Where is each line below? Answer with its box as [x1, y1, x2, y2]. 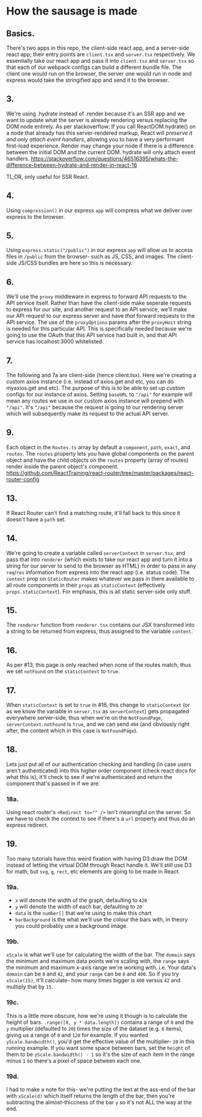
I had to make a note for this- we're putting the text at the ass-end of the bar [6, 1086, 196, 1093]
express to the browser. [6, 213, 65, 220]
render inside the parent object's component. [6, 462, 119, 470]
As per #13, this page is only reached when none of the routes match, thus [6, 661, 192, 669]
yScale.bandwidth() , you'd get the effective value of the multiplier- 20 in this [6, 1038, 195, 1045]
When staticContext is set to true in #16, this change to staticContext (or [6, 701, 191, 708]
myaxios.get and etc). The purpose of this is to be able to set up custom [6, 384, 185, 392]
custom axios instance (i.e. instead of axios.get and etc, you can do [6, 378, 174, 385]
